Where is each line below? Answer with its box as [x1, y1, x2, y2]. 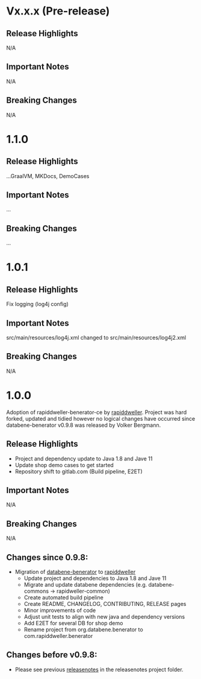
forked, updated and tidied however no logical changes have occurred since [6, 415, 196, 422]
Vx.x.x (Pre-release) [6, 4, 110, 18]
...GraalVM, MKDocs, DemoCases [6, 172, 90, 179]
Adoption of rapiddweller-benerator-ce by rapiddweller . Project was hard [6, 409, 187, 416]
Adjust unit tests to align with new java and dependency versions [23, 613, 185, 620]
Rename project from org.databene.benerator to [23, 626, 143, 633]
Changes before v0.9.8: [6, 650, 97, 660]
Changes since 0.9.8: [6, 552, 88, 563]
